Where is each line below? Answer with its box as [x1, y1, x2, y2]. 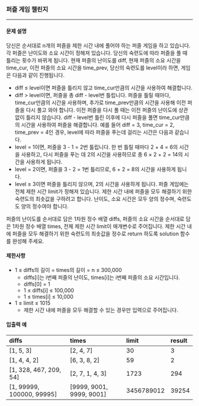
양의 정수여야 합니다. [21, 203, 69, 210]
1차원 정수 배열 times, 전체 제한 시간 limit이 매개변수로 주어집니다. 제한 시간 [12, 222, 186, 229]
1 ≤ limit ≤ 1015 [14, 299, 51, 306]
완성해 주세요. [12, 237, 44, 244]
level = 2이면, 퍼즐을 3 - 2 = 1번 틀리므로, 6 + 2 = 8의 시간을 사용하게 [14, 165, 176, 172]
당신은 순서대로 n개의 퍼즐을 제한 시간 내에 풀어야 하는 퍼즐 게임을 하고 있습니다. [6, 41, 191, 49]
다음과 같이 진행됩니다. [12, 71, 65, 78]
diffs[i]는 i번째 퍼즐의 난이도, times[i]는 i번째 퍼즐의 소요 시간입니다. [23, 274, 181, 281]
